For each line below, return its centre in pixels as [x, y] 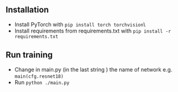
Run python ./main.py [42, 82]
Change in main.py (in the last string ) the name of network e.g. [93, 69]
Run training [29, 55]
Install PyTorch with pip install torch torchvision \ [80, 24]
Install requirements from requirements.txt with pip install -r [93, 31]
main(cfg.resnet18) [39, 76]
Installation [27, 10]
